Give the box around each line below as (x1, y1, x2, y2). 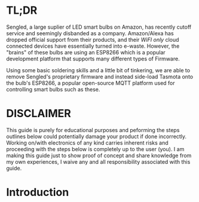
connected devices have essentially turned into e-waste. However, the (6, 42, 180, 50)
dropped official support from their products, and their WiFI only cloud (6, 36, 179, 43)
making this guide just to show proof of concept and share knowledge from (6, 152, 192, 159)
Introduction (6, 186, 69, 199)
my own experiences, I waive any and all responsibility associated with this (6, 158, 191, 165)
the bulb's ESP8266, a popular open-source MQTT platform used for (6, 79, 175, 87)
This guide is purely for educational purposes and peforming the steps (6, 126, 180, 133)
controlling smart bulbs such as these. (6, 85, 100, 93)
